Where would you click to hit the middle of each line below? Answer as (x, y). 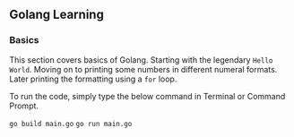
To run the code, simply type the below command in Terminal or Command (147, 96)
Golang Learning (57, 15)
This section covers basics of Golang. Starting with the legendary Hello (141, 60)
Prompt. (24, 106)
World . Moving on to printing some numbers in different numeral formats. (143, 69)
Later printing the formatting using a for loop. (93, 79)
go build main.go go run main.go (71, 124)
